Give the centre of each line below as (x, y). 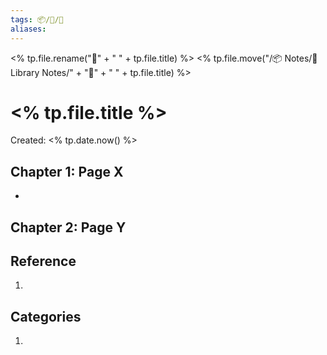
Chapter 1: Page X (67, 171)
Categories (46, 316)
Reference (43, 261)
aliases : (28, 29)
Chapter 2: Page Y (68, 227)
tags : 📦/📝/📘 (37, 19)
